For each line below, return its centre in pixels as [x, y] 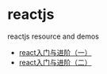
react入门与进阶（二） [55, 62]
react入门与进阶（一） [55, 52]
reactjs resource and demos [53, 36]
